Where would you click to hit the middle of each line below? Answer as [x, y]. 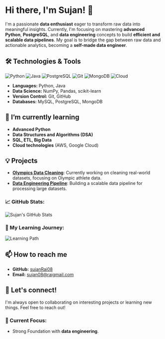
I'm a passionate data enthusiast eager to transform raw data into [73, 24]
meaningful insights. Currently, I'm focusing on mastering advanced [75, 29]
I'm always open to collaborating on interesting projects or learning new [79, 302]
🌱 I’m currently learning [42, 117]
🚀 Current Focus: [26, 320]
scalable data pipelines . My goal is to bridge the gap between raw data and [83, 40]
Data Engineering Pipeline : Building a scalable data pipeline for [77, 183]
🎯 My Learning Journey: [35, 227]
